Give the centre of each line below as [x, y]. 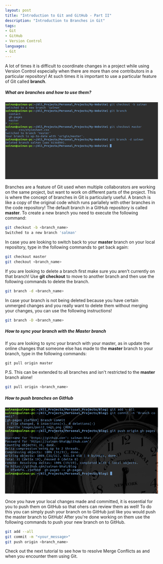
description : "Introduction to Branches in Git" [55, 20]
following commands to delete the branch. [47, 281]
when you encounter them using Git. [41, 556]
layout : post [18, 10]
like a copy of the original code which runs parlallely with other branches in [80, 202]
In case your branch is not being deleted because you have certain [72, 300]
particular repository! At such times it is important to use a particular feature [81, 76]
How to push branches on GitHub [39, 398]
